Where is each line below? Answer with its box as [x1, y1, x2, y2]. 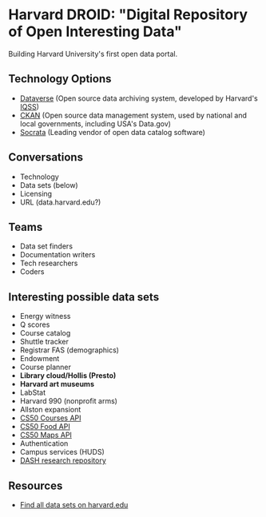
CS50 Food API [19, 422, 70, 431]
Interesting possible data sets [8, 290, 160, 304]
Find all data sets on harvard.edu [19, 500, 129, 509]
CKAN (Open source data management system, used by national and [19, 110, 248, 120]
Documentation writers [19, 250, 96, 260]
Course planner [19, 362, 72, 372]
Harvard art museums [19, 380, 94, 389]
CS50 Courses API [19, 413, 81, 423]
